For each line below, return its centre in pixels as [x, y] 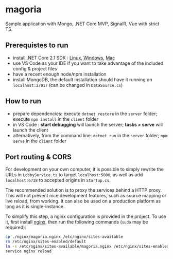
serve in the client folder [40, 141]
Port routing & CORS [38, 157]
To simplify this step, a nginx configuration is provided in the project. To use [86, 216]
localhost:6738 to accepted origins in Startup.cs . [58, 180]
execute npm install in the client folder [56, 119]
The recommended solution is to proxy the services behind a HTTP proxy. [84, 190]
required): [16, 228]
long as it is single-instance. [35, 207]
